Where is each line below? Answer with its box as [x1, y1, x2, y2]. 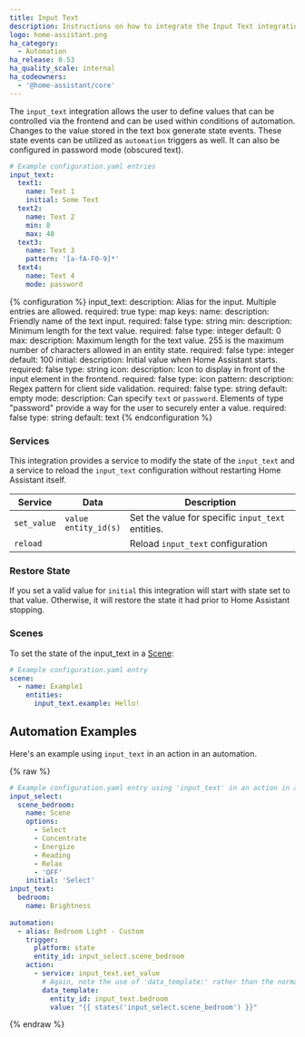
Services [9, 435, 50, 447]
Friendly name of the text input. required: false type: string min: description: [9, 315, 292, 327]
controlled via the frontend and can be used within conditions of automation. [9, 115, 296, 126]
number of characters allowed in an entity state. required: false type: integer [9, 344, 295, 355]
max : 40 [25, 229, 54, 239]
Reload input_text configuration [129, 537, 268, 550]
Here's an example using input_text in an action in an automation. [9, 748, 257, 758]
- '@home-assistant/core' [17, 81, 116, 90]
